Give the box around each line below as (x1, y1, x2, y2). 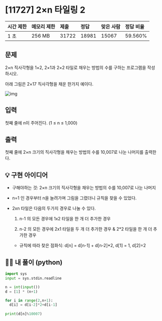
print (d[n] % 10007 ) (5, 312, 42, 317)
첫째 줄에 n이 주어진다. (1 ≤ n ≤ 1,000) (5, 120, 78, 125)
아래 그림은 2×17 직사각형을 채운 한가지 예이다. (5, 81, 94, 87)
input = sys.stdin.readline (5, 276, 62, 281)
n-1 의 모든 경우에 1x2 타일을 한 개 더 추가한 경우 (19, 216, 111, 222)
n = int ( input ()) (5, 285, 40, 289)
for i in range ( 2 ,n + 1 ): (5, 298, 53, 303)
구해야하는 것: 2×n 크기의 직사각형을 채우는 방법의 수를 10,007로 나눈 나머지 (12, 185, 156, 191)
